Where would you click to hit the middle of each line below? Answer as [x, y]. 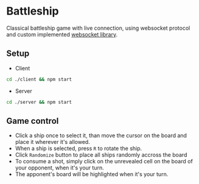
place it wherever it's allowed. [52, 142]
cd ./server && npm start [39, 102]
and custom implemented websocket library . [62, 34]
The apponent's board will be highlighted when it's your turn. [92, 174]
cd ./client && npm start [39, 79]
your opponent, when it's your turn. [60, 168]
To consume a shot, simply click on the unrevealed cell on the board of [104, 162]
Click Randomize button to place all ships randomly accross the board [101, 155]
